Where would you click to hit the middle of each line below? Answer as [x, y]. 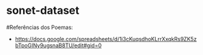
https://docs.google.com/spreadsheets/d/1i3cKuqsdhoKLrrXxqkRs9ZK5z [106, 39]
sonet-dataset [43, 11]
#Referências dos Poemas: [40, 27]
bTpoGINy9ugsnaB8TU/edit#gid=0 [58, 45]
